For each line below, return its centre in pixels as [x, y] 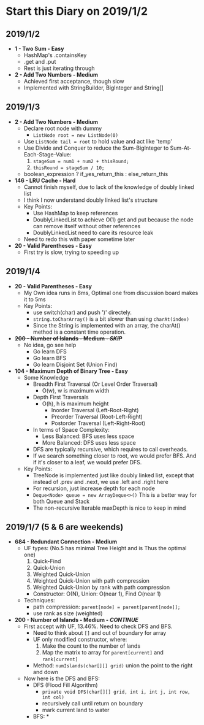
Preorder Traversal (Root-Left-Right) [97, 416]
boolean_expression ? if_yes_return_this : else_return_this [96, 174]
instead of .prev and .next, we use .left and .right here [101, 481]
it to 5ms [35, 299]
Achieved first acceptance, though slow [74, 81]
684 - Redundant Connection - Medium [66, 542]
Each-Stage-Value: [47, 154]
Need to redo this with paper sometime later [79, 239]
